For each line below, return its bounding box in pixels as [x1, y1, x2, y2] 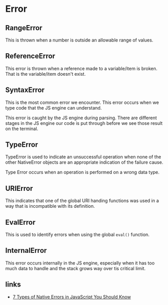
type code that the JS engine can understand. [5, 104, 102, 111]
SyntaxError [5, 85, 45, 95]
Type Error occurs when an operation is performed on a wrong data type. [5, 169, 160, 176]
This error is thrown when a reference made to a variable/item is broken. [5, 65, 157, 72]
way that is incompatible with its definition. [5, 203, 95, 209]
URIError [5, 184, 33, 192]
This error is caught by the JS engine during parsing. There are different [5, 115, 157, 121]
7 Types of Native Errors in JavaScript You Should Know [12, 294, 131, 300]
